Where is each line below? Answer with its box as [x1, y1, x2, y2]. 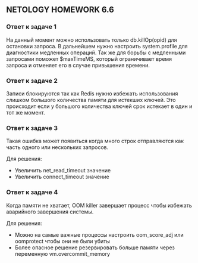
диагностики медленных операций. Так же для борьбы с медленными [6, 49, 186, 56]
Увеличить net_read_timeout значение [14, 167, 111, 174]
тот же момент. [6, 109, 46, 116]
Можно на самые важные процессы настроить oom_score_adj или [14, 231, 184, 238]
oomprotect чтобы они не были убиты [14, 237, 110, 245]
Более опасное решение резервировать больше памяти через [14, 244, 175, 251]
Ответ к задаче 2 [6, 76, 58, 85]
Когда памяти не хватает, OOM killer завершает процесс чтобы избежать [6, 202, 192, 209]
